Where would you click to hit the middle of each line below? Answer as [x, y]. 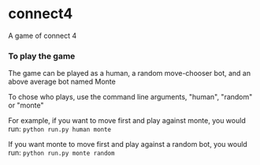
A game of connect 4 [43, 36]
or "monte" [26, 105]
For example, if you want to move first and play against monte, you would [127, 121]
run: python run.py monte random [61, 153]
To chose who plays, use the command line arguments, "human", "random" [130, 97]
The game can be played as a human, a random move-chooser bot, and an [129, 73]
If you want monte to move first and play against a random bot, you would [128, 144]
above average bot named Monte [62, 82]
